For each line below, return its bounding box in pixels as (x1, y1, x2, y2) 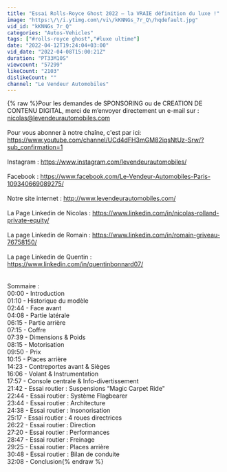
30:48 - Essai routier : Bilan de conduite (7, 450, 120, 458)
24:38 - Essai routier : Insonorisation (7, 407, 111, 415)
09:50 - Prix (7, 348, 41, 356)
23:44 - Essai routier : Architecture (7, 399, 106, 407)
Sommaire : (7, 282, 40, 290)
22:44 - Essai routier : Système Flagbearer (7, 391, 128, 400)
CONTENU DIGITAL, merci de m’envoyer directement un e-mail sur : (7, 107, 199, 115)
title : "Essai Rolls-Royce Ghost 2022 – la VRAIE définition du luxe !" (7, 10, 220, 17)
